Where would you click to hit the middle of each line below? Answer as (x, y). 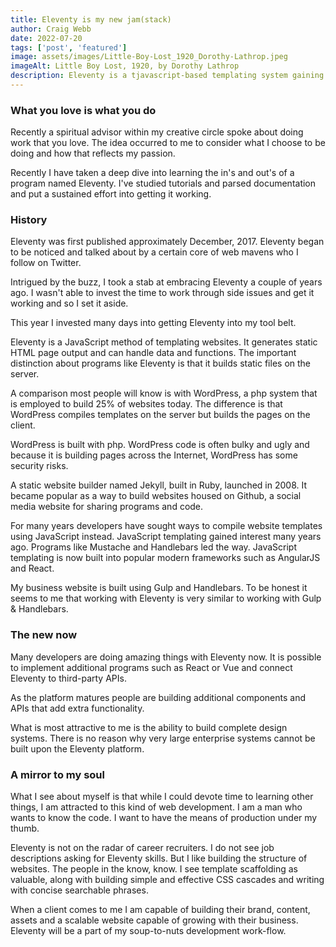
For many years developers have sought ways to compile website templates (166, 526)
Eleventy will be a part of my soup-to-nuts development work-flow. (148, 931)
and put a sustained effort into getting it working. (111, 194)
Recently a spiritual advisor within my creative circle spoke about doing (157, 132)
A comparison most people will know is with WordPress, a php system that (164, 393)
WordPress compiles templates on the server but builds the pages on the (160, 415)
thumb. (25, 828)
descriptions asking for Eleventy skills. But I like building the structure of (159, 858)
